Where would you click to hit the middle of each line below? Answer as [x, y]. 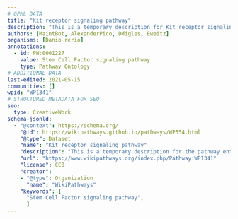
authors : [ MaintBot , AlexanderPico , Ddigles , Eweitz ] [89, 34]
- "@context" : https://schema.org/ [66, 125]
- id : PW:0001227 [39, 54]
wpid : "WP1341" [30, 93]
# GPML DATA [25, 14]
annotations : [27, 47]
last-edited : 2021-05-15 [44, 79]
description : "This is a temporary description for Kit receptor [106, 27]
